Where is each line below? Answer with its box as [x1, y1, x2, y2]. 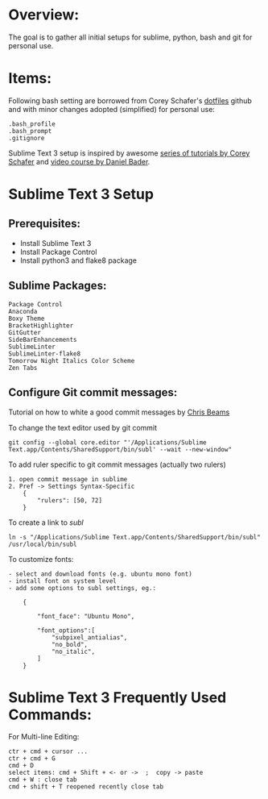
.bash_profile [8, 119, 56, 128]
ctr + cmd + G [8, 755, 56, 763]
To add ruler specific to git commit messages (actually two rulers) [8, 460, 227, 469]
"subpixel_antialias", [51, 633, 128, 642]
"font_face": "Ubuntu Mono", [37, 612, 135, 620]
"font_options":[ [37, 626, 95, 635]
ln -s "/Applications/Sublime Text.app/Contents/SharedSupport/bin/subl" [8, 533, 262, 541]
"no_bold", [51, 640, 89, 648]
